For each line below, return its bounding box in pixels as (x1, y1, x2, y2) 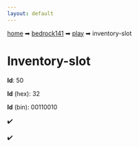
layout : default (7, 10, 54, 17)
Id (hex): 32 (7, 89, 40, 97)
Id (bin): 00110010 (7, 103, 58, 111)
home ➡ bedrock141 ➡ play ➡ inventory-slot (7, 29, 132, 37)
